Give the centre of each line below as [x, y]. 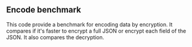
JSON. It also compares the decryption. [55, 37]
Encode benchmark [44, 10]
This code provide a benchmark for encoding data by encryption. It [89, 24]
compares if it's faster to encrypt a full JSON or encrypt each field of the [96, 31]
